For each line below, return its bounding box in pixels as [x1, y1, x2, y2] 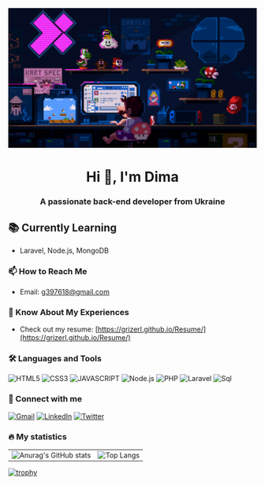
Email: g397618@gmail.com [19, 287, 110, 296]
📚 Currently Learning [8, 221, 117, 235]
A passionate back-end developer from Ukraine [39, 196, 226, 207]
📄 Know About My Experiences [8, 306, 130, 317]
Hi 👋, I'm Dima [86, 168, 179, 186]
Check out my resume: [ [19, 324, 99, 334]
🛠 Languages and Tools [8, 353, 103, 364]
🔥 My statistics [8, 431, 67, 442]
